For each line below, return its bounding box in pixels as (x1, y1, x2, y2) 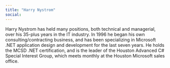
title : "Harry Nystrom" (5, 7, 56, 13)
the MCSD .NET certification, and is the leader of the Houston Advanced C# (5, 47, 164, 53)
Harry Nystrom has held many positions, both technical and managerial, (5, 26, 156, 32)
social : (5, 12, 22, 17)
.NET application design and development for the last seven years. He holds (5, 42, 164, 48)
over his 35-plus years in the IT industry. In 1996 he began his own (5, 31, 145, 37)
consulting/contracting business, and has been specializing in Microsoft (5, 36, 156, 43)
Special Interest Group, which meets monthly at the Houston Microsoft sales (5, 52, 165, 58)
